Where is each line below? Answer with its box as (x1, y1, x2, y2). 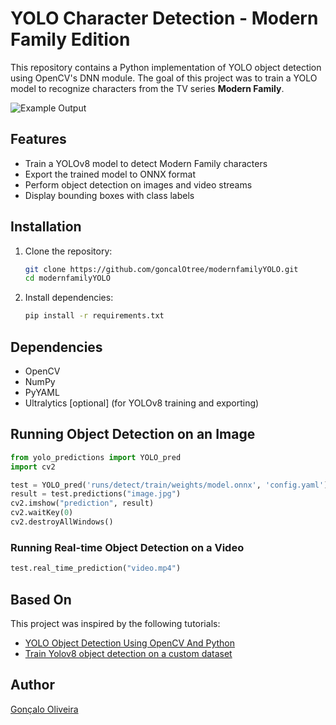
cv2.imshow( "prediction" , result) (10, 498, 155, 509)
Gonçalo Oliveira (10, 703, 79, 715)
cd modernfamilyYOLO (24, 273, 111, 284)
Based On (10, 591, 72, 608)
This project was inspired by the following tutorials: (10, 617, 221, 629)
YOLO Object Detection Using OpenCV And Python (24, 637, 235, 649)
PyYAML (24, 387, 60, 398)
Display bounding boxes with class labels (24, 189, 195, 201)
